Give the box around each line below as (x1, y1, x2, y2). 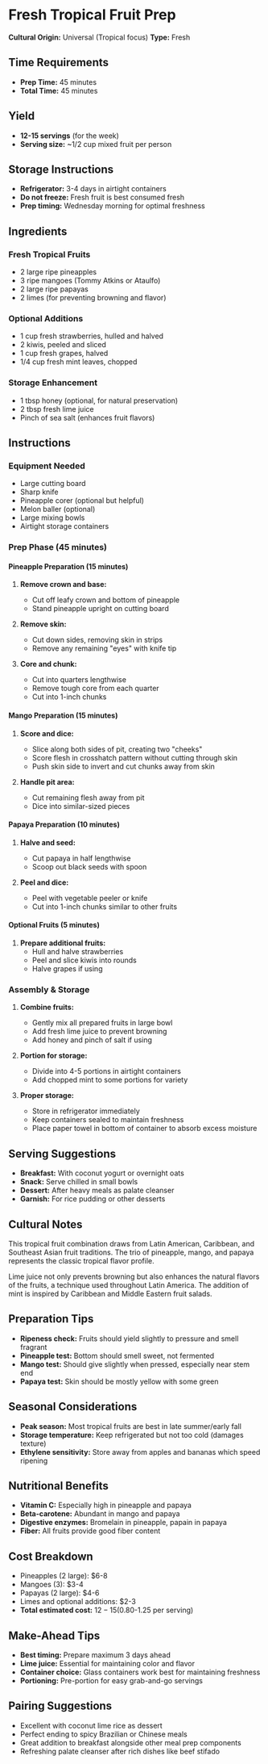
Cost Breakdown (8, 1549, 94, 1563)
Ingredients (8, 224, 68, 238)
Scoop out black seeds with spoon (31, 861, 147, 871)
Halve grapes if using (31, 964, 103, 974)
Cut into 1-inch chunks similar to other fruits (31, 902, 178, 911)
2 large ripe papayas (19, 284, 89, 294)
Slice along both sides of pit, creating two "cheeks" (31, 744, 203, 754)
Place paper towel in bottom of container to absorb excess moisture (31, 1124, 258, 1133)
